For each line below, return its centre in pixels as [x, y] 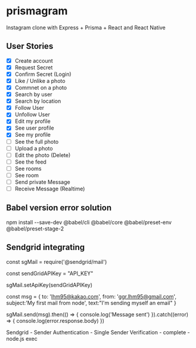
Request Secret [34, 67]
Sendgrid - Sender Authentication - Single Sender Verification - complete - [98, 332]
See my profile [33, 135]
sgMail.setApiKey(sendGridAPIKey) [49, 285]
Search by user [33, 94]
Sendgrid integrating [46, 247]
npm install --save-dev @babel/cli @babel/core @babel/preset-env [89, 222]
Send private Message [42, 182]
